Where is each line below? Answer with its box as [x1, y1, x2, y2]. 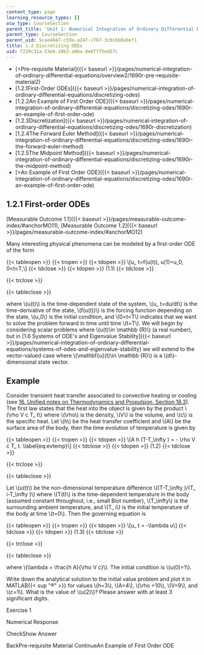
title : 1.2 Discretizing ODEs [6, 43, 83, 49]
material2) [15, 78, 41, 85]
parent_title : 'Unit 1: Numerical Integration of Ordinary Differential [6, 26, 194, 32]
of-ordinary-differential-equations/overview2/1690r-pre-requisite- [15, 71, 181, 79]
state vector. [38, 358, 69, 366]
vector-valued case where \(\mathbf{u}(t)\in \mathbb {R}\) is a [6, 352, 163, 359]
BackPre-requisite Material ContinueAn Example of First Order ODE [6, 642, 174, 650]
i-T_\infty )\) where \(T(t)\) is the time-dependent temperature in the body [6, 491, 189, 498]
